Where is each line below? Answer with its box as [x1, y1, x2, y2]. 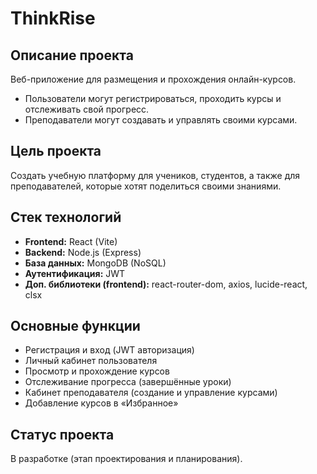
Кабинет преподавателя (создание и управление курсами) [24, 387, 278, 399]
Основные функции [10, 318, 141, 335]
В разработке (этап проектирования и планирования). [10, 453, 243, 465]
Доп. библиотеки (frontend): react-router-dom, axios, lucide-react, [24, 278, 308, 290]
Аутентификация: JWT [24, 267, 126, 279]
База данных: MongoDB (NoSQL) [24, 257, 167, 269]
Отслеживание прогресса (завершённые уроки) [24, 376, 232, 388]
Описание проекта [10, 47, 134, 64]
